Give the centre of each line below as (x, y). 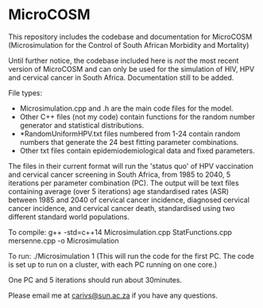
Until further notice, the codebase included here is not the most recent (124, 60)
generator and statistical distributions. (82, 125)
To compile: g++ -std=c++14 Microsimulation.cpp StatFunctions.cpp (120, 232)
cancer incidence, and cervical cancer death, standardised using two (122, 208)
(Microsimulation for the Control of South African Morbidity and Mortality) (129, 45)
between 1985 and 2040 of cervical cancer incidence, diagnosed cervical (129, 200)
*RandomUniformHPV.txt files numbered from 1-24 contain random (130, 134)
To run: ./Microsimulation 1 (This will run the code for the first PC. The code (131, 255)
